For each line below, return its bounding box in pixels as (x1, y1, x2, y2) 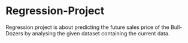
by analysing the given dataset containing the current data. (24, 29, 170, 37)
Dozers (5, 29, 23, 37)
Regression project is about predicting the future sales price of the (5, 24, 169, 31)
